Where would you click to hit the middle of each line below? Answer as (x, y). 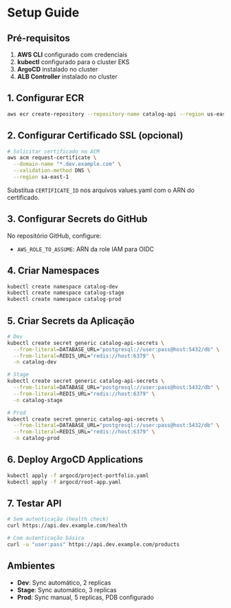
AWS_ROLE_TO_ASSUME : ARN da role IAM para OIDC (86, 249)
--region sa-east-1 (41, 177)
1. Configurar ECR (46, 98)
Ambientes (31, 566)
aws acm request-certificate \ (52, 158)
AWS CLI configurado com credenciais (72, 54)
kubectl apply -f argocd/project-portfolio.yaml (78, 475)
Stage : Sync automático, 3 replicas (67, 589)
